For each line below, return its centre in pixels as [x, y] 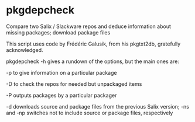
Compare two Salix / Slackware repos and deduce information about [88, 26]
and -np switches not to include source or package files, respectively [90, 113]
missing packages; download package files [58, 32]
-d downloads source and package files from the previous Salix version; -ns [97, 106]
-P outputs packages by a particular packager [61, 95]
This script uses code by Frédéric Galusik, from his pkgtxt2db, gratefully [93, 44]
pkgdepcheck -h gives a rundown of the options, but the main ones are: [93, 61]
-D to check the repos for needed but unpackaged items [74, 84]
